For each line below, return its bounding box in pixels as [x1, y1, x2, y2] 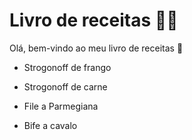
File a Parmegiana [23, 100, 99, 112]
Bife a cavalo [23, 119, 78, 131]
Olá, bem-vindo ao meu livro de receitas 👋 [9, 42, 184, 54]
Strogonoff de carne [23, 80, 108, 93]
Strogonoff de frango [23, 61, 112, 73]
